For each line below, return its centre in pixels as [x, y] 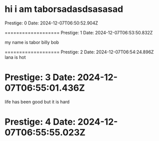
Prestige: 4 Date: [40, 122]
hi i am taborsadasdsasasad [64, 9]
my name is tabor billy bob [32, 42]
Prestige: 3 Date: [40, 77]
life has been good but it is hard [37, 102]
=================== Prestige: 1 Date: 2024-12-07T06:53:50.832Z [79, 32]
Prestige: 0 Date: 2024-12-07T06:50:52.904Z [51, 23]
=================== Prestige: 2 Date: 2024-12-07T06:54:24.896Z [79, 52]
